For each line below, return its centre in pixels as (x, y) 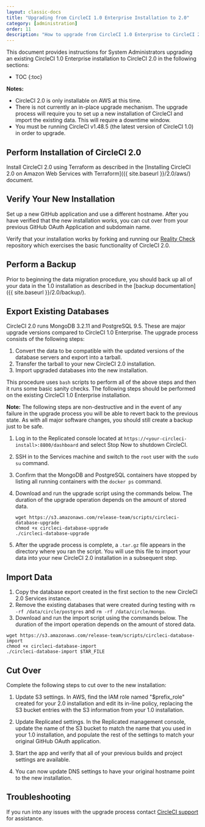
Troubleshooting (39, 797)
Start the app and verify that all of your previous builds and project (99, 753)
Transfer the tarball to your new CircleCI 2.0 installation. (85, 364)
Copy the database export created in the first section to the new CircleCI (106, 592)
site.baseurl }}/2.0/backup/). (50, 292)
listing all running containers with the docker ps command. (88, 482)
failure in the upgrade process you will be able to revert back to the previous (102, 414)
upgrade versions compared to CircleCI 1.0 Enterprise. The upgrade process (102, 333)
